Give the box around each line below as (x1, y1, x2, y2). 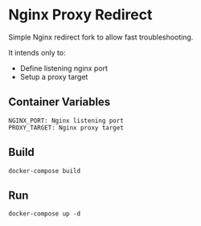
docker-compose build (8, 166, 81, 175)
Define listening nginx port (19, 63, 109, 73)
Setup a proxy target (19, 72, 88, 81)
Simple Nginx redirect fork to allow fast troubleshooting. (8, 32, 194, 42)
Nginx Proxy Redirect (8, 6, 153, 24)
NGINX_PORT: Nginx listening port (8, 117, 125, 125)
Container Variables (8, 95, 111, 109)
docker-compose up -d (8, 210, 81, 218)
